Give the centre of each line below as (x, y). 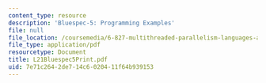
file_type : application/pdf (55, 45)
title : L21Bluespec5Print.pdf (58, 60)
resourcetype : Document (47, 52)
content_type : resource (47, 15)
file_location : (33, 38)
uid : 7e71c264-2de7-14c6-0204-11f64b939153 (81, 67)
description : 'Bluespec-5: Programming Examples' (92, 23)
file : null (26, 30)
